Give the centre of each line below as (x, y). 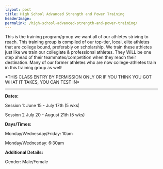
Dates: (12, 96)
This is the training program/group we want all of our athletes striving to (77, 37)
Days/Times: (18, 124)
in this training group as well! (34, 68)
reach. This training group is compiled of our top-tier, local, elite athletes (77, 42)
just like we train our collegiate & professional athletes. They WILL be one (78, 52)
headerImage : (18, 18)
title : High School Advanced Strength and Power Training (65, 14)
